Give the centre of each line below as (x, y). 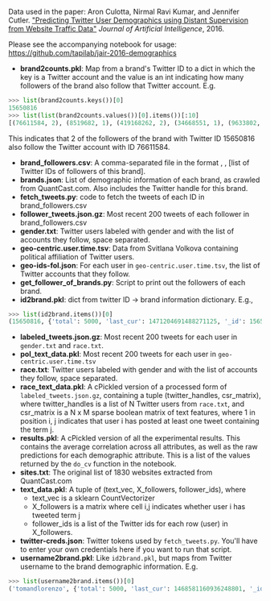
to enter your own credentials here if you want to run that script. (126, 549)
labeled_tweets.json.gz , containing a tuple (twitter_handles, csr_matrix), (140, 396)
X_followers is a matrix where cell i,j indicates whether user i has (139, 507)
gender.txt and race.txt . (62, 346)
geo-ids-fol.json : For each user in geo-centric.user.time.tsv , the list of (140, 265)
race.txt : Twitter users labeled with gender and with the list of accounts (139, 370)
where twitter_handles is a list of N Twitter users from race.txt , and (132, 404)
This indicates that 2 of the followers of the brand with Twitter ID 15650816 (132, 138)
